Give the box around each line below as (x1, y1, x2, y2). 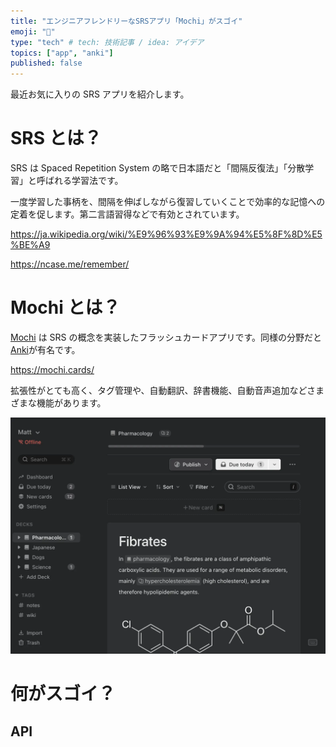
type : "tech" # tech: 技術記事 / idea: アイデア (10, 37, 205, 47)
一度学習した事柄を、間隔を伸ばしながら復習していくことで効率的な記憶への (10, 196, 326, 208)
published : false (10, 58, 83, 69)
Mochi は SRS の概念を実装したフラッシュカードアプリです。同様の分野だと (10, 331, 323, 343)
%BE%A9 (10, 239, 51, 251)
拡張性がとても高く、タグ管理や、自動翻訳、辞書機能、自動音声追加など (10, 385, 308, 396)
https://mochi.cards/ (10, 364, 95, 375)
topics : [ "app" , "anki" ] (10, 48, 114, 58)
